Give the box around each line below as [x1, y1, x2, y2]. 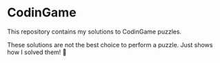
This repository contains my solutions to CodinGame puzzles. [7, 27, 182, 36]
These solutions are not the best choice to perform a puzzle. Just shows [7, 40, 213, 49]
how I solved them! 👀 [7, 48, 67, 56]
